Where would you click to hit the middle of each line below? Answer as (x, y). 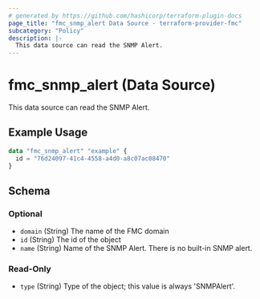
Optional (25, 213)
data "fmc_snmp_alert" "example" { (68, 151)
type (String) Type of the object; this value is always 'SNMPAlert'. (128, 286)
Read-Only (30, 269)
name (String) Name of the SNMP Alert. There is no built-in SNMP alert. (136, 248)
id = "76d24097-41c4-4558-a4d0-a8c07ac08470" (93, 158)
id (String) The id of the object (71, 240)
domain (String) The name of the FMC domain (95, 231)
